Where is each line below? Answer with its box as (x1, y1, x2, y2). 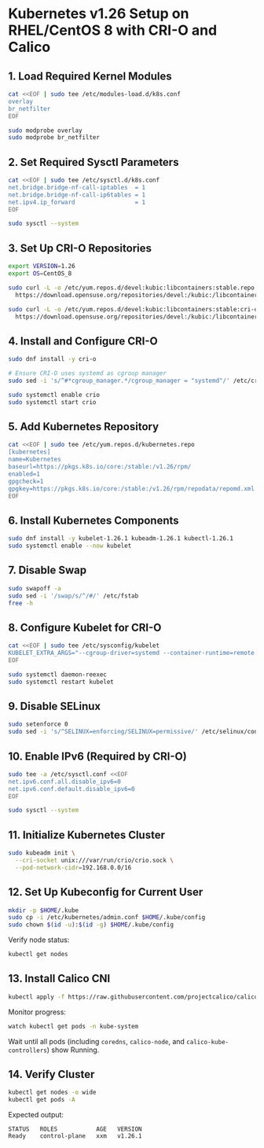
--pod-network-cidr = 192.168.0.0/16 (15, 863, 132, 871)
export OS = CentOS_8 (8, 270, 72, 278)
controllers (8, 1047, 47, 1054)
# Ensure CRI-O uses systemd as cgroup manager (8, 370, 167, 377)
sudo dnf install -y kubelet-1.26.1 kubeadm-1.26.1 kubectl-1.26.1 (8, 535, 234, 543)
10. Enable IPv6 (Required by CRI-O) (8, 749, 187, 763)
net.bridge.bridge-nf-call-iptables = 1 (8, 183, 146, 191)
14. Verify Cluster (8, 1068, 95, 1081)
